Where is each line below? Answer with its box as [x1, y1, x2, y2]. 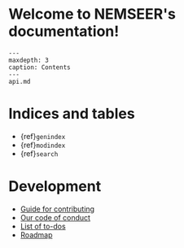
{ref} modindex [20, 140, 66, 150]
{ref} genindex [20, 131, 66, 141]
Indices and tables [8, 105, 136, 123]
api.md [8, 77, 31, 85]
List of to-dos [20, 221, 67, 231]
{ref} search [20, 148, 59, 159]
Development [8, 177, 102, 196]
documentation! [8, 22, 120, 41]
